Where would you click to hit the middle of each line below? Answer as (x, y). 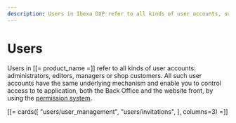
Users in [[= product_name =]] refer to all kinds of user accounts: (101, 68)
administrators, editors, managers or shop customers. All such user (105, 75)
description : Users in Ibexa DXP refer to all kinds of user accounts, (114, 14)
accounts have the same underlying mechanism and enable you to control (114, 83)
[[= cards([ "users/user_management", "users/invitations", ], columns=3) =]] (118, 111)
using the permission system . (50, 98)
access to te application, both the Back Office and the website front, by (110, 90)
